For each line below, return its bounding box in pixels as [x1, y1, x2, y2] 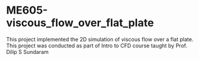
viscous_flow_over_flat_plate [6, 16, 154, 30]
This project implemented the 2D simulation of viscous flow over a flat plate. [6, 36, 194, 43]
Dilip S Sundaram [6, 48, 49, 55]
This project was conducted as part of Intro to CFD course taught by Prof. [6, 42, 188, 49]
